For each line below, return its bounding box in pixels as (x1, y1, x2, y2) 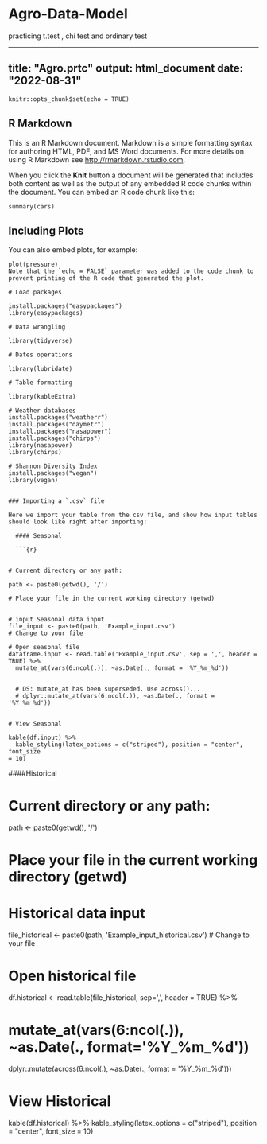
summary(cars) (8, 202, 56, 211)
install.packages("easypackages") (8, 302, 123, 310)
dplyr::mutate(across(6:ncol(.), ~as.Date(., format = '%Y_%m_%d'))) (8, 1064, 232, 1074)
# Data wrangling (8, 323, 66, 331)
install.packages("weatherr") (8, 414, 109, 422)
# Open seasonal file (8, 644, 80, 652)
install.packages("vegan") (8, 469, 98, 477)
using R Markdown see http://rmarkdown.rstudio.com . (8, 154, 185, 164)
